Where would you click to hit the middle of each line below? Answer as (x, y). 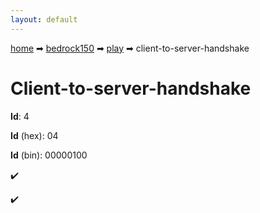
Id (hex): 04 (34, 135)
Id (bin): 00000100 (49, 155)
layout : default (44, 19)
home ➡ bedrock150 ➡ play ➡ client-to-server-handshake (130, 48)
